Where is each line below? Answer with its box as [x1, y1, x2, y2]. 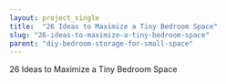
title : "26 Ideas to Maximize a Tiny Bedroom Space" [9, 22, 219, 31]
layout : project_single [9, 13, 100, 23]
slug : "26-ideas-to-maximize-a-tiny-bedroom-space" [9, 30, 210, 39]
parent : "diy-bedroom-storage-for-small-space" [9, 38, 194, 48]
